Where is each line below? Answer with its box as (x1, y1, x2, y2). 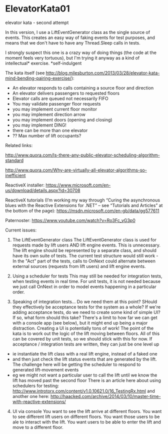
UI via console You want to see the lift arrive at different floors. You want (12, 408, 162, 414)
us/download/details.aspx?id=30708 (5, 187, 80, 193)
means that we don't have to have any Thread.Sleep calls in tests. (5, 39, 141, 45)
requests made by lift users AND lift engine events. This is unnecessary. (12, 242, 161, 248)
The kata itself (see (5, 69, 45, 75)
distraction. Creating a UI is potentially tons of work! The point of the (12, 325, 154, 331)
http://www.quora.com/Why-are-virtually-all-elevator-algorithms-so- (5, 167, 147, 173)
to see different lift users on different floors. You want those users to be (12, 413, 160, 419)
